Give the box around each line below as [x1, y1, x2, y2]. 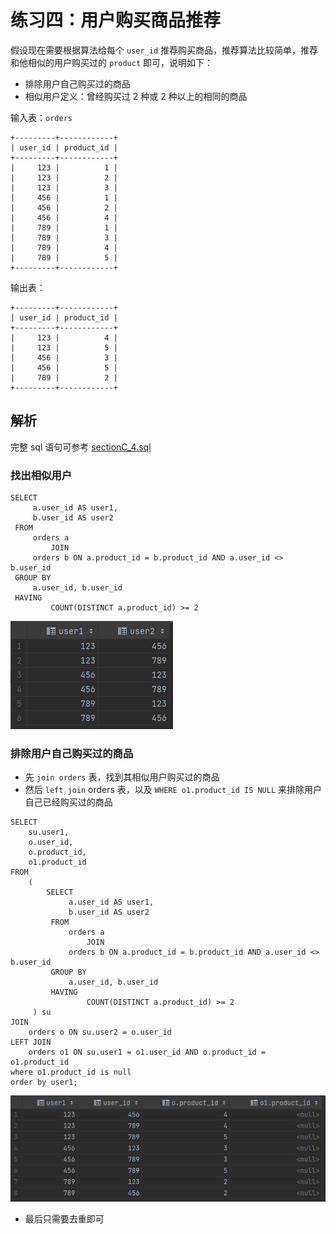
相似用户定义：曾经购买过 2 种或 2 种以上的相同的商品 [24, 90, 248, 102]
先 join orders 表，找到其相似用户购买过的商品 [24, 771, 220, 783]
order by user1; [10, 1077, 78, 1088]
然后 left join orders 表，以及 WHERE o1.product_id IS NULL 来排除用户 [24, 784, 323, 796]
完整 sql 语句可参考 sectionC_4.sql [10, 441, 152, 453]
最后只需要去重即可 [24, 1212, 105, 1225]
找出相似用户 [10, 468, 73, 482]
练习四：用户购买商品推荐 [10, 9, 222, 32]
